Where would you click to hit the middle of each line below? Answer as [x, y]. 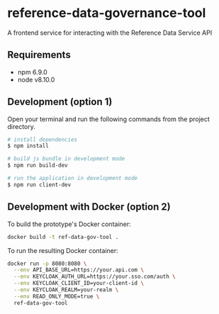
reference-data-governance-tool [107, 13]
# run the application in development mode [73, 179]
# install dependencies [43, 140]
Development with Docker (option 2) [89, 207]
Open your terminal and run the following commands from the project [109, 119]
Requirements [39, 55]
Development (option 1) [60, 102]
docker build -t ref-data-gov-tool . [63, 237]
